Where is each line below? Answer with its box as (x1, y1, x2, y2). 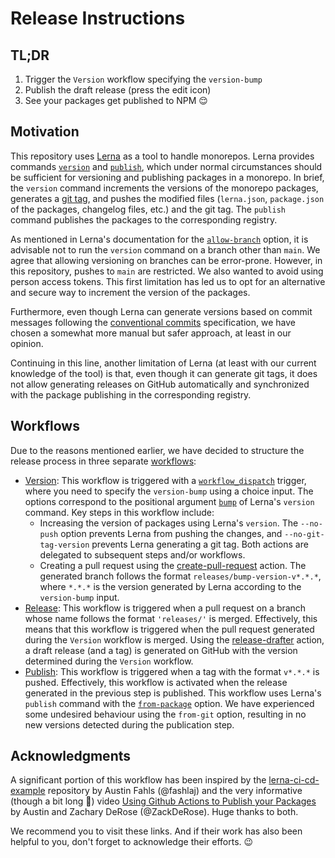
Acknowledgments (10, 748, 132, 765)
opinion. (10, 337, 44, 349)
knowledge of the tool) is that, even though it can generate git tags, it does (10, 367, 318, 379)
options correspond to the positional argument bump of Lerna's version (24, 495, 315, 507)
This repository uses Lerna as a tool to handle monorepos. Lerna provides (10, 150, 315, 162)
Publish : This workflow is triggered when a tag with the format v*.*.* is (24, 665, 320, 677)
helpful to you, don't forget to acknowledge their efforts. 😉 (10, 836, 254, 848)
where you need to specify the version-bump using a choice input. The (24, 485, 314, 497)
